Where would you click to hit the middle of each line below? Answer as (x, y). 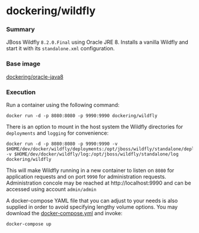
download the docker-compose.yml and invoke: (64, 213)
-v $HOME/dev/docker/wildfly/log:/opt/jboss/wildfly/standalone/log (92, 154)
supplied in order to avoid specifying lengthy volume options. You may (92, 207)
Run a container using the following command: (63, 105)
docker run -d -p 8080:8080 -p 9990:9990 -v (62, 144)
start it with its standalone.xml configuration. (60, 48)
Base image (23, 64)
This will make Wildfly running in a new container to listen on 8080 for (90, 170)
